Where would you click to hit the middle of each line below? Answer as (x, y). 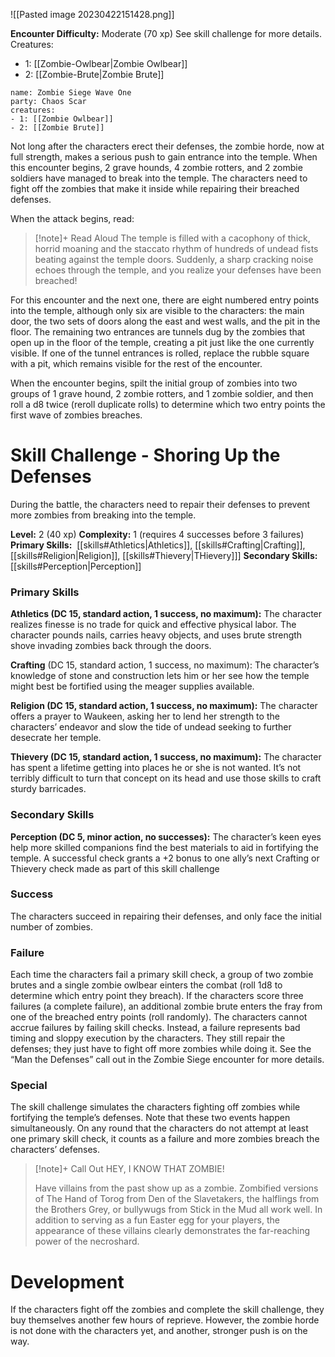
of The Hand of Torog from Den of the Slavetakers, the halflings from (177, 1199)
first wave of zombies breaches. (76, 415)
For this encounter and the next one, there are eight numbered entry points (165, 300)
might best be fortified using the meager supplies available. (132, 686)
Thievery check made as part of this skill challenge (115, 868)
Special (29, 1086)
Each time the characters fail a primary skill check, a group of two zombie (162, 975)
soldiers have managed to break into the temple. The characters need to (159, 178)
